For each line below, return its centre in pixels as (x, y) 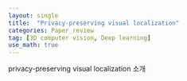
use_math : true (33, 45)
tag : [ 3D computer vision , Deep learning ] (80, 38)
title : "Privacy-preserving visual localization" (94, 23)
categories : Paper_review (51, 30)
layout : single (33, 15)
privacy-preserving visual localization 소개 (77, 69)
